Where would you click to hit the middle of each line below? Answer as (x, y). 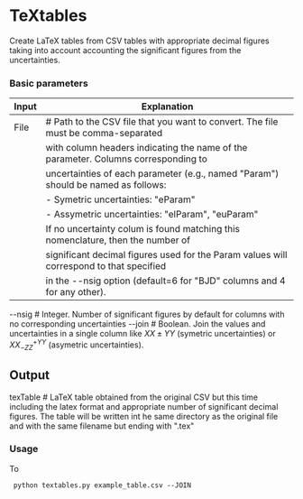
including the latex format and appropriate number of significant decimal (144, 406)
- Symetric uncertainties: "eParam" (120, 199)
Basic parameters (49, 83)
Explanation (167, 106)
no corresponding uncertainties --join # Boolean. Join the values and (138, 324)
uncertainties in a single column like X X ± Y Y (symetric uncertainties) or (143, 334)
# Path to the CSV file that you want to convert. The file (162, 122)
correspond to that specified (106, 266)
